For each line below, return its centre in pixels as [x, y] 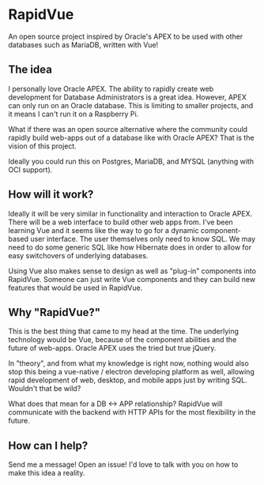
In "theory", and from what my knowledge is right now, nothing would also [128, 363]
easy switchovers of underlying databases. [78, 255]
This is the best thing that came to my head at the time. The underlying [124, 331]
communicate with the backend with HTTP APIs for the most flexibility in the [132, 412]
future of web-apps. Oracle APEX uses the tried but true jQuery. [112, 348]
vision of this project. [42, 146]
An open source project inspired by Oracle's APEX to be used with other [126, 36]
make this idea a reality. [47, 473]
